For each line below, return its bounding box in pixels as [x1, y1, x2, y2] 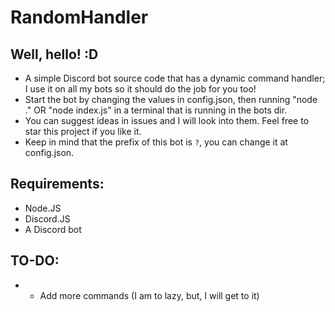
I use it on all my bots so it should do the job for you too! [24, 83, 257, 95]
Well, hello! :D [10, 46, 99, 63]
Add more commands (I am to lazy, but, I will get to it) [39, 289, 260, 301]
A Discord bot [24, 223, 82, 235]
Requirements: [10, 176, 105, 193]
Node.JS [24, 202, 62, 214]
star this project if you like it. [24, 126, 142, 137]
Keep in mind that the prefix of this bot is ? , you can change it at [24, 136, 288, 148]
